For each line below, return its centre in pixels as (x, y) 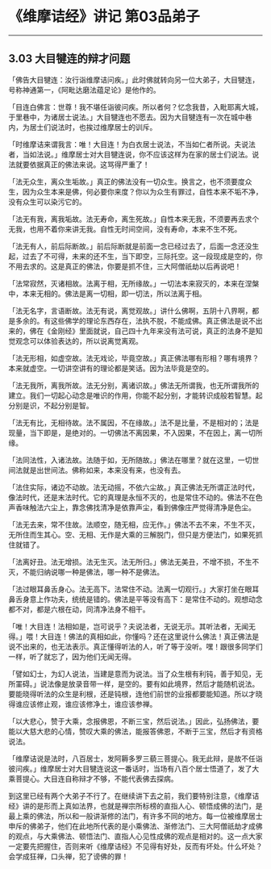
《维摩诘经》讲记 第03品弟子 (104, 17)
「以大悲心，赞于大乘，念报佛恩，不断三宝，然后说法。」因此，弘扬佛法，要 (134, 721)
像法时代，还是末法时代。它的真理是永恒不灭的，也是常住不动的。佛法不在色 (135, 497)
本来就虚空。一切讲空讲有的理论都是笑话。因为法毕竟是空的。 (111, 368)
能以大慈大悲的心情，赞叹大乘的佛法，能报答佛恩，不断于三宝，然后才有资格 (135, 731)
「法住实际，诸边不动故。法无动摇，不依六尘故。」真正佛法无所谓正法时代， (134, 487)
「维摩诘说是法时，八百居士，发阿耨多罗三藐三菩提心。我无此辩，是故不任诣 (135, 758)
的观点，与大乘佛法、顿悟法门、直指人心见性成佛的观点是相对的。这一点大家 (135, 836)
